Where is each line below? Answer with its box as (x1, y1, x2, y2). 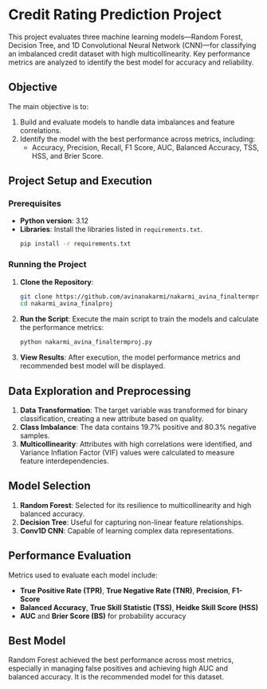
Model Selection (8, 479, 92, 493)
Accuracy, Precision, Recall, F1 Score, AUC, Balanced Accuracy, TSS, (31, 142, 259, 152)
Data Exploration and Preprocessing (8, 384, 191, 398)
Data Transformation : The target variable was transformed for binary (19, 405, 249, 415)
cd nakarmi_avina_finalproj (19, 300, 113, 308)
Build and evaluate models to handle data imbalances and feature (19, 117, 235, 127)
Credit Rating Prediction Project (8, 6, 222, 24)
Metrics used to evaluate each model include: (8, 570, 158, 580)
